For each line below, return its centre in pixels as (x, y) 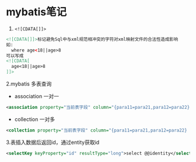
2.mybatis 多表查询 (29, 84)
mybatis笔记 (36, 12)
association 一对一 (37, 96)
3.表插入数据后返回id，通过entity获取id (53, 142)
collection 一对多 (35, 119)
